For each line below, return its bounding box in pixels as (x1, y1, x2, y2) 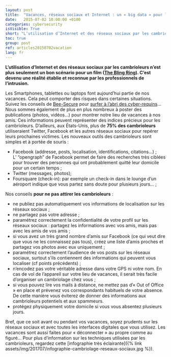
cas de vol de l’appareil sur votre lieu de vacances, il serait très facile (12, 271, 157, 277)
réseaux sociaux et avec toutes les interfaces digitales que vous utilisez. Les (5, 324, 165, 330)
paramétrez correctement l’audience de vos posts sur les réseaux (12, 249, 151, 255)
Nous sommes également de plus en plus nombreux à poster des (5, 106, 142, 112)
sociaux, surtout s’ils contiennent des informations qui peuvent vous (12, 255, 156, 261)
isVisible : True (5, 26, 40, 32)
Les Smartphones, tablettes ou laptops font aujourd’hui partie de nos (5, 90, 150, 96)
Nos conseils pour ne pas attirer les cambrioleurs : (5, 191, 113, 197)
